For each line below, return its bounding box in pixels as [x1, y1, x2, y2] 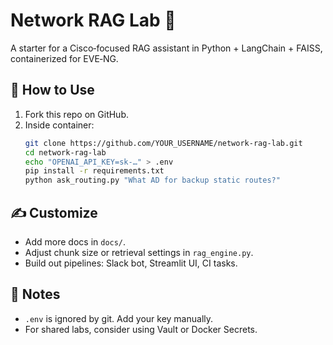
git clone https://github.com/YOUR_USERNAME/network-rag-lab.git [24, 138, 303, 148]
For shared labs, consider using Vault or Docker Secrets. [24, 323, 258, 335]
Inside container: [24, 119, 95, 131]
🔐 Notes [10, 286, 61, 303]
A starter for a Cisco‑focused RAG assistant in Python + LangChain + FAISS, [10, 42, 323, 54]
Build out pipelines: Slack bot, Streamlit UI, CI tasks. [24, 257, 238, 269]
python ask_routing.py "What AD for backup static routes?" [24, 175, 281, 186]
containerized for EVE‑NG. [10, 52, 119, 64]
